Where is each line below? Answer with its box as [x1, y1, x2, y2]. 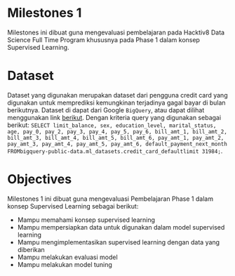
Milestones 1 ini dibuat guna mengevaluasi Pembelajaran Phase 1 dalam [7, 195, 214, 203]
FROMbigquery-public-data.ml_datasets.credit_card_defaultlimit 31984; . [7, 146, 223, 155]
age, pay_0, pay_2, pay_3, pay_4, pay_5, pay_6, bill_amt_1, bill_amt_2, [7, 128, 228, 135]
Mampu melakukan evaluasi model [17, 253, 118, 261]
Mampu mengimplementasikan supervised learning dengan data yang [17, 237, 220, 247]
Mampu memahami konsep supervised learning [17, 216, 156, 224]
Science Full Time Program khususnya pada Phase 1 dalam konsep [7, 35, 200, 44]
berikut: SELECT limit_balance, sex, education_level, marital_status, [7, 121, 217, 129]
